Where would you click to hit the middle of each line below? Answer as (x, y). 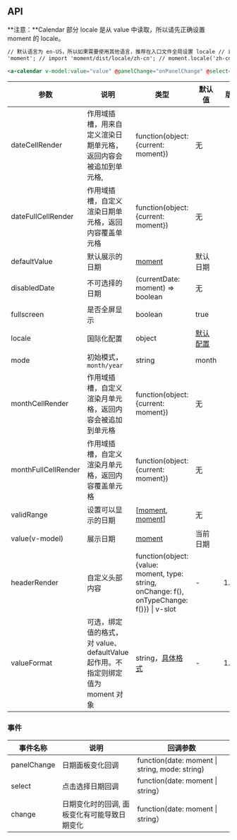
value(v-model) (37, 539)
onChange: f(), (160, 592)
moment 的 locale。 (36, 38)
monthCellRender (40, 404)
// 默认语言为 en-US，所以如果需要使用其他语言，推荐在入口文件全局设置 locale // (116, 52)
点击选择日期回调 (91, 786)
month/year (105, 366)
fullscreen (28, 315)
